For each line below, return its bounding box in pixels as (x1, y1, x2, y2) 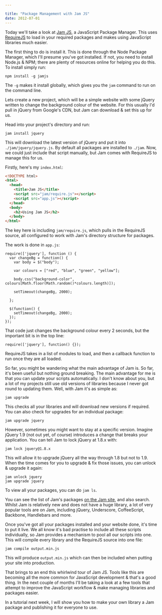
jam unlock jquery (5, 474, 42, 480)
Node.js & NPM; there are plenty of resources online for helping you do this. (5, 59, 156, 65)
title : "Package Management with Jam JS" (5, 11, 90, 16)
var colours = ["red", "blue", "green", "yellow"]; (14, 268, 120, 273)
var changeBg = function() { (9, 255, 68, 261)
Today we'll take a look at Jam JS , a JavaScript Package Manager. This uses (5, 29, 158, 35)
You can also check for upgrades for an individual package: (5, 409, 124, 415)
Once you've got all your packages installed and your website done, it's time (5, 521, 157, 527)
